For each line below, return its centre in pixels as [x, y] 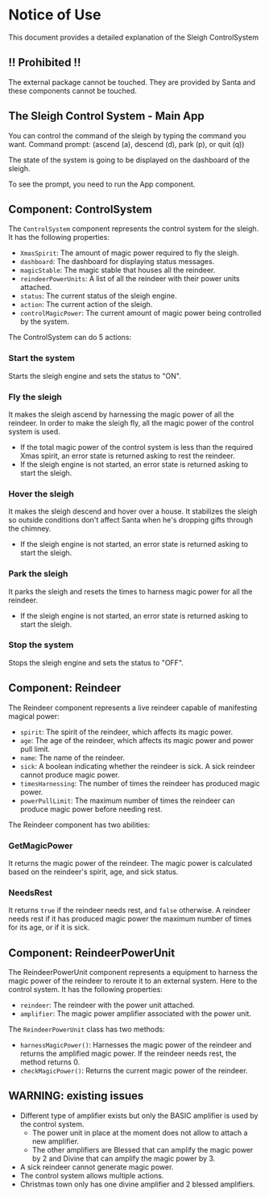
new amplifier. [55, 1141]
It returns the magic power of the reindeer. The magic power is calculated [130, 863]
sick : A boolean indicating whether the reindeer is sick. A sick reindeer [137, 766]
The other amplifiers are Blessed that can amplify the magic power [143, 1149]
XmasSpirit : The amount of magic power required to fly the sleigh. [129, 253]
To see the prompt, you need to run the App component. [102, 184]
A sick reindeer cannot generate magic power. [97, 1167]
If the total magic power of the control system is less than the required [137, 447]
